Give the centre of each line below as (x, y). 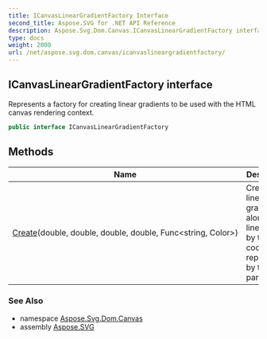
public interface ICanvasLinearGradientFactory (89, 127)
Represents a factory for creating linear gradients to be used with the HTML (132, 103)
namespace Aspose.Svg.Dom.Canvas (81, 318)
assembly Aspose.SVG (57, 326)
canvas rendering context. (51, 112)
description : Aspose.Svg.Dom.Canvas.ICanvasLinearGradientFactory (120, 30)
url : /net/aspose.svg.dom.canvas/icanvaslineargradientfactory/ (117, 53)
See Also (26, 301)
